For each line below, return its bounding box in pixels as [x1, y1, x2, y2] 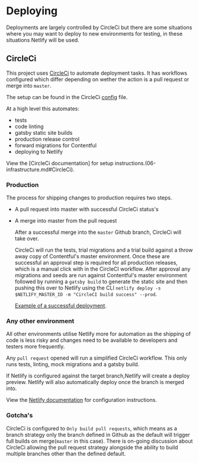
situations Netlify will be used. [6, 36, 80, 43]
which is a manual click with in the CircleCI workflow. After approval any [14, 265, 191, 272]
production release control [14, 135, 80, 142]
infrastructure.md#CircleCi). [6, 166, 75, 173]
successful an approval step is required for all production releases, [14, 259, 178, 267]
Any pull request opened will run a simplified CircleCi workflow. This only [6, 354, 187, 361]
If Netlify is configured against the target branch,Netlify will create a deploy [6, 372, 190, 379]
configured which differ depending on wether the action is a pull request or [6, 75, 190, 83]
